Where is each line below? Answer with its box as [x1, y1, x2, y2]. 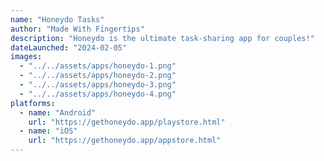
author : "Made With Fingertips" [10, 24, 145, 34]
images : [10, 52, 43, 62]
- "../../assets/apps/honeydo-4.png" [19, 89, 177, 99]
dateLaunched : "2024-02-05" [10, 42, 128, 53]
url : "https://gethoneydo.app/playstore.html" [28, 117, 226, 127]
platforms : [10, 98, 56, 108]
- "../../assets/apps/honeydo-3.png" [19, 80, 177, 90]
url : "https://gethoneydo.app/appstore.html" [28, 136, 222, 146]
